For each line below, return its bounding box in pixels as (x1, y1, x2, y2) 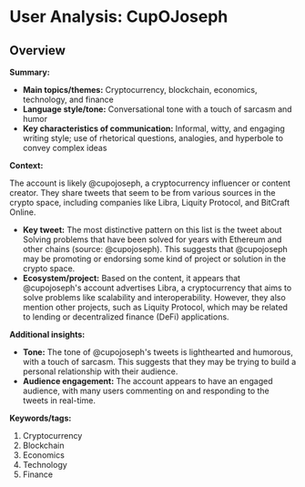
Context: (9, 160, 44, 170)
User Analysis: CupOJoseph (9, 6, 229, 27)
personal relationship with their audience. (22, 366, 178, 377)
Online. (9, 207, 36, 218)
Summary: (9, 66, 50, 77)
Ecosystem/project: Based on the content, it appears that (22, 273, 241, 283)
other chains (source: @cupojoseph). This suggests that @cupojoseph (22, 244, 289, 254)
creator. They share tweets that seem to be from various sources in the (9, 188, 276, 198)
